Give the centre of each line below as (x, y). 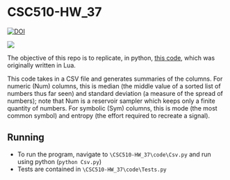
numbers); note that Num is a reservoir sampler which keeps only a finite (111, 101)
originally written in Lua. (42, 65)
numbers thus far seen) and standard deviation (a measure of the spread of (115, 93)
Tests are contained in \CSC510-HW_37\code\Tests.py (92, 169)
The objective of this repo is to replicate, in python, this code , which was (111, 58)
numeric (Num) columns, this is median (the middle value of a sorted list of (114, 86)
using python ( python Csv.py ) (59, 161)
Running (26, 137)
